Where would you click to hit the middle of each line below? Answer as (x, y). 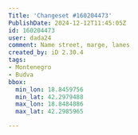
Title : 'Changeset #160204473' (60, 15)
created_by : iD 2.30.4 (46, 52)
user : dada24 (30, 38)
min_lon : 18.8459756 (49, 89)
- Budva (21, 75)
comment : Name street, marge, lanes (69, 45)
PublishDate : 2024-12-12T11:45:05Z (67, 23)
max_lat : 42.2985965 (49, 112)
